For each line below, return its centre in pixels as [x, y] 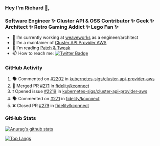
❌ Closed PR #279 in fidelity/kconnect [50, 105]
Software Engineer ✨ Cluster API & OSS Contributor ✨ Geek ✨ [80, 20]
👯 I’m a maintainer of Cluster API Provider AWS [59, 43]
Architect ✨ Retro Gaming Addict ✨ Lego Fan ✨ [62, 27]
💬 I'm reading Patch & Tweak [41, 48]
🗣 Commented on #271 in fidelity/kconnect [56, 98]
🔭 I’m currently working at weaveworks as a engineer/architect [75, 37]
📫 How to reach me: [33, 54]
